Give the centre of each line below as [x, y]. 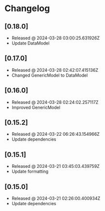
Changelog [27, 8]
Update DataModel [30, 43]
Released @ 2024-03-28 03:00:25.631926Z [56, 38]
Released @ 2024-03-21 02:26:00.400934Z [56, 198]
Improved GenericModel [36, 107]
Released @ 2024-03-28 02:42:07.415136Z [55, 70]
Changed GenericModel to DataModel [50, 75]
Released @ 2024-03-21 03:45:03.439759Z [56, 166]
